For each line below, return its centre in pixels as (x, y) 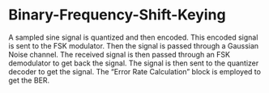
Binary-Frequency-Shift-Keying (117, 15)
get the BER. (29, 80)
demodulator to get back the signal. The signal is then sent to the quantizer (134, 63)
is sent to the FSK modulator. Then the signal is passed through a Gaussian (134, 45)
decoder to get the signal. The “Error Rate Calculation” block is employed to (135, 71)
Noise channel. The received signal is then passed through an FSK (120, 54)
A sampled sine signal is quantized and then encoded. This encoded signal (133, 37)
